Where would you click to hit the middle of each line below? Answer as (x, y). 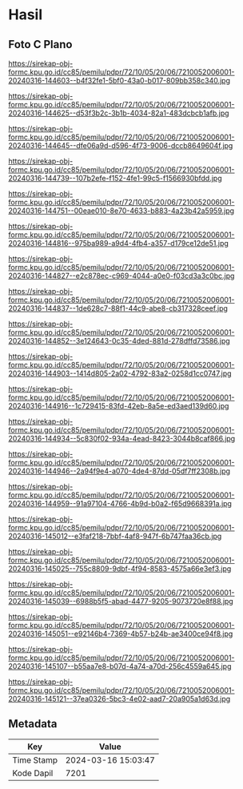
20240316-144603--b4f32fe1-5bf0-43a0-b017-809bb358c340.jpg (119, 81)
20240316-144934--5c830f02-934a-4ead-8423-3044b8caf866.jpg (122, 439)
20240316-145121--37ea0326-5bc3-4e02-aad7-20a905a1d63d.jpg (120, 699)
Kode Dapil (33, 773)
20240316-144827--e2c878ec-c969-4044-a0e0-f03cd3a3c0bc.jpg (121, 276)
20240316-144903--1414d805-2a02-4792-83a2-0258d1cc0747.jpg (120, 373)
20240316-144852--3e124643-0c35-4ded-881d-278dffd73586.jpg (119, 341)
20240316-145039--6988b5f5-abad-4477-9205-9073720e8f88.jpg (121, 601)
